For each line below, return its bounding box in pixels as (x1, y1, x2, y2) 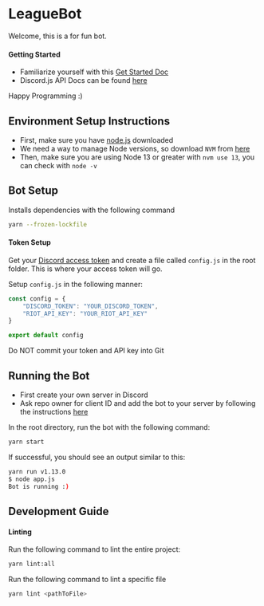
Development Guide (8, 504, 109, 518)
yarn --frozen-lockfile (8, 220, 88, 228)
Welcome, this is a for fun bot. (8, 31, 108, 41)
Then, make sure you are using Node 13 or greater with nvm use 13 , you (19, 152, 255, 162)
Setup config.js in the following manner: (8, 279, 144, 289)
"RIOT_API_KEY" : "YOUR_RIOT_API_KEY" (22, 309, 148, 317)
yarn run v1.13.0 (8, 467, 66, 475)
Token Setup (8, 238, 52, 247)
